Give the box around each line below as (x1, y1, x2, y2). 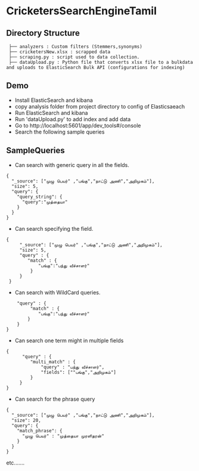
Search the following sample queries (14, 128, 105, 135)
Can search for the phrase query (14, 395, 95, 402)
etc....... (6, 459, 25, 466)
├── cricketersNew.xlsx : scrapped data (8, 49, 111, 55)
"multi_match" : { (30, 359, 76, 365)
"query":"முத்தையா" (21, 199, 68, 205)
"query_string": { (17, 194, 63, 200)
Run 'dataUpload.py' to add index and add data (14, 115, 131, 123)
